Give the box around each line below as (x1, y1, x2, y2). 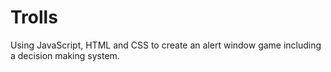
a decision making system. (10, 49, 120, 61)
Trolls (10, 6, 58, 29)
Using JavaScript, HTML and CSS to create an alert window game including (10, 39, 322, 51)
